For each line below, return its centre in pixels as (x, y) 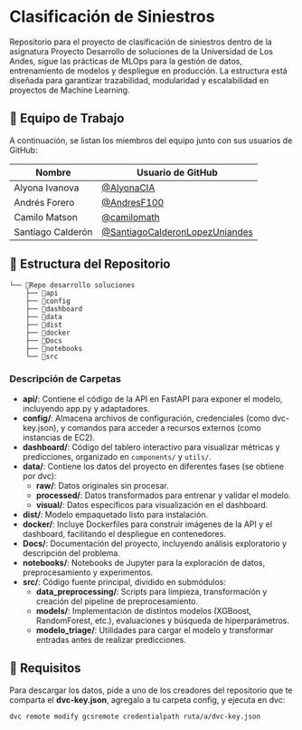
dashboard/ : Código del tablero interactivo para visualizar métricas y (151, 447)
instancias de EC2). (59, 437)
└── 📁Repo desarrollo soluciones (72, 285)
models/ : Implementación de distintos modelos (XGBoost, (144, 610)
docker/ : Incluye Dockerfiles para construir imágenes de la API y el (147, 524)
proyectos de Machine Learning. (70, 90)
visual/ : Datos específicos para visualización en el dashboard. (152, 504)
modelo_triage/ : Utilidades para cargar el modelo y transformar (155, 630)
